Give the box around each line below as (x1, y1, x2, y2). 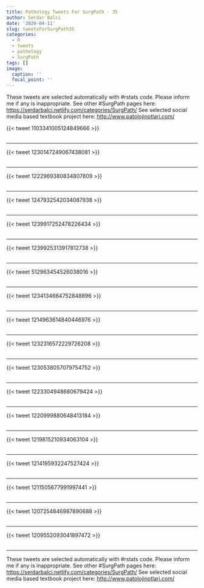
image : (6, 65, 23, 72)
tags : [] (6, 60, 29, 66)
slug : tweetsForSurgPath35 (6, 26, 75, 32)
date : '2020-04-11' (6, 20, 56, 26)
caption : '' (12, 71, 42, 77)
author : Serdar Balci (6, 15, 61, 21)
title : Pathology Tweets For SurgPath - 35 (6, 9, 118, 15)
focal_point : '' (12, 77, 53, 83)
